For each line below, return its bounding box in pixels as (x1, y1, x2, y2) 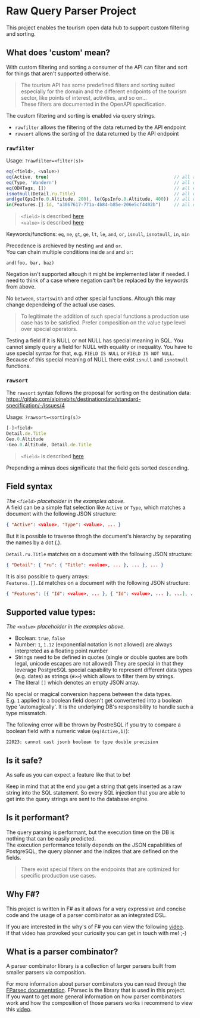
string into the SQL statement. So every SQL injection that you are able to (6, 789, 186, 796)
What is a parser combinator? (6, 947, 118, 957)
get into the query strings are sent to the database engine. (6, 796, 149, 803)
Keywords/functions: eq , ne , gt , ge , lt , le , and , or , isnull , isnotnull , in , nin (6, 231, 190, 238)
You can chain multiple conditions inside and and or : (6, 249, 134, 256)
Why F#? (6, 889, 40, 900)
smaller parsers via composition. (6, 969, 86, 976)
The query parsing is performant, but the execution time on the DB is (6, 829, 175, 836)
